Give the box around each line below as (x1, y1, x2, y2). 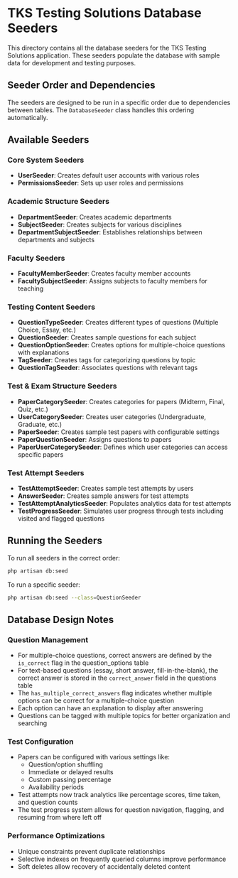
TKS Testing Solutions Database (7, 5, 202, 21)
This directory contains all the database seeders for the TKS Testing (7, 43, 207, 52)
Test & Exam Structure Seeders (7, 381, 117, 391)
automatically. (7, 113, 48, 121)
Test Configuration (7, 737, 74, 747)
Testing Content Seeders (7, 302, 96, 312)
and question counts (17, 798, 78, 807)
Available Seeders (7, 134, 90, 146)
